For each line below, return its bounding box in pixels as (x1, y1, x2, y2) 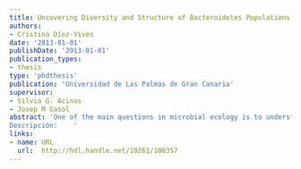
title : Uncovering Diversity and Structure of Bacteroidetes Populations (9, 13, 291, 22)
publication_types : (9, 55, 82, 63)
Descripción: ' (9, 122, 78, 131)
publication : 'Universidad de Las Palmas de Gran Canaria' (9, 80, 235, 89)
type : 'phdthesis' (9, 72, 78, 80)
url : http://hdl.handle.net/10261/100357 (17, 146, 178, 155)
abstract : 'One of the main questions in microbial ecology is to (9, 113, 262, 122)
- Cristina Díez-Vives (9, 30, 94, 38)
